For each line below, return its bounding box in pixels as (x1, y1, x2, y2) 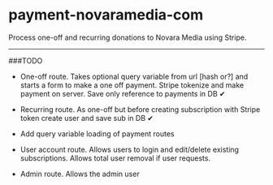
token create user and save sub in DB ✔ (19, 113, 154, 123)
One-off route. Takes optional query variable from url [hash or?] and (19, 71, 249, 81)
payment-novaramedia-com (8, 6, 204, 24)
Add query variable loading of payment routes (19, 128, 175, 139)
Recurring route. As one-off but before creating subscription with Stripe (19, 104, 261, 114)
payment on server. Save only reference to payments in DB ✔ (19, 88, 226, 98)
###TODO (8, 55, 43, 66)
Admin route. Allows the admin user (19, 169, 140, 179)
